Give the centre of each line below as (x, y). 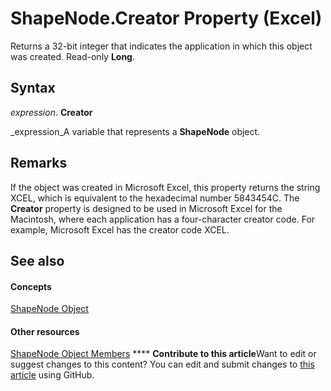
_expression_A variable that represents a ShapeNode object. (135, 131)
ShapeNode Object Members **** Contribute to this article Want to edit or (163, 354)
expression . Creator (51, 112)
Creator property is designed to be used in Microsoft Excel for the (146, 208)
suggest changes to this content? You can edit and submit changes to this (162, 364)
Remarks (39, 163)
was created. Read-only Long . (73, 56)
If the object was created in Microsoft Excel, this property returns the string (165, 187)
